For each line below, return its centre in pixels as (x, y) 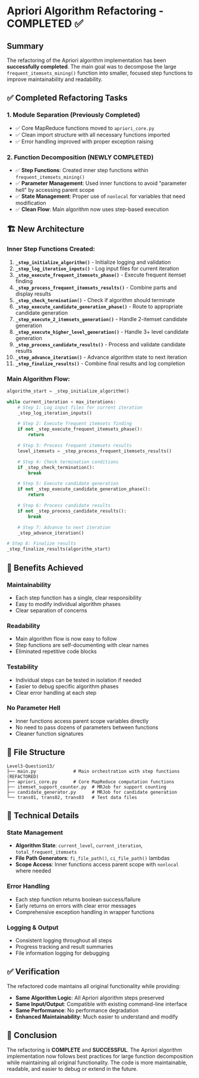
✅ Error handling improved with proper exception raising (84, 141)
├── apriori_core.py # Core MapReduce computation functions (91, 782)
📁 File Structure (36, 752)
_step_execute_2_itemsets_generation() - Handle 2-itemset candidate (101, 319)
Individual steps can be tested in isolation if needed (78, 680)
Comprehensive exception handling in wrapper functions (85, 912)
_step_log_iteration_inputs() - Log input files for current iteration (97, 268)
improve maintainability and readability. (55, 79)
